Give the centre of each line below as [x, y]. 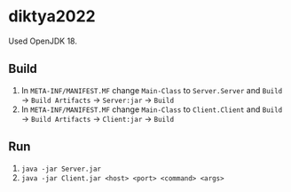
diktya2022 [52, 16]
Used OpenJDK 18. [43, 41]
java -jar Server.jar [61, 169]
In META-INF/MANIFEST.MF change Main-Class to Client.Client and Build [152, 109]
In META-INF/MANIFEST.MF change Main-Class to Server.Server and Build [152, 90]
